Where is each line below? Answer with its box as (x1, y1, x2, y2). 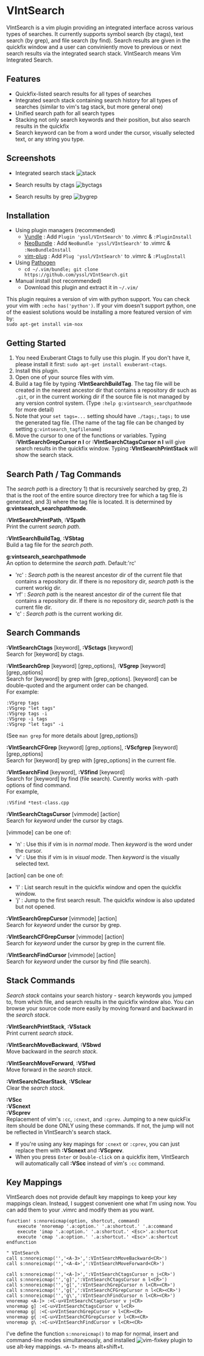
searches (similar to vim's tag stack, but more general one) (15, 103, 163, 110)
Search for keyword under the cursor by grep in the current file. (6, 939, 166, 946)
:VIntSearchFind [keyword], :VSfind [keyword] (6, 769, 125, 776)
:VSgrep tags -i (6, 711, 47, 717)
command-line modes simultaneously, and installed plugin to (6, 1336, 193, 1344)
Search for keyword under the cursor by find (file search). (6, 957, 151, 965)
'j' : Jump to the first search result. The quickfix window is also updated (15, 896, 195, 904)
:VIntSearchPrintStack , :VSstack (6, 1023, 91, 1030)
